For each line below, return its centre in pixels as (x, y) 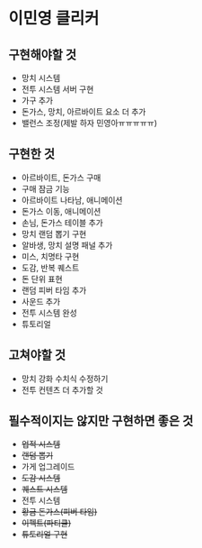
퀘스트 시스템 (44, 489)
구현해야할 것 (43, 55)
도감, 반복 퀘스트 (50, 268)
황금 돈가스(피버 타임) (59, 512)
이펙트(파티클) (46, 523)
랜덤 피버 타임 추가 (54, 290)
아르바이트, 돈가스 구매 (61, 178)
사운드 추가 (41, 301)
